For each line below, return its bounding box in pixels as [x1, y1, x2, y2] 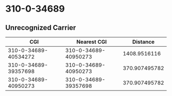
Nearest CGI [76, 39, 107, 45]
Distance [132, 39, 155, 45]
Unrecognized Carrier [5, 23, 76, 32]
